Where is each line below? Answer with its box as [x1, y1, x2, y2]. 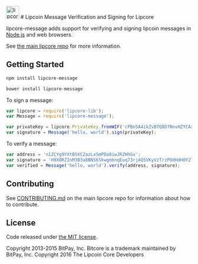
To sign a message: [6, 97, 54, 104]
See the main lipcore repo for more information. [6, 42, 122, 49]
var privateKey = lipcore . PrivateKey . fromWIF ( [6, 124, 123, 130]
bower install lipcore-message [6, 85, 83, 92]
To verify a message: [6, 140, 57, 147]
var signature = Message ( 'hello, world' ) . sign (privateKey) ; [6, 130, 157, 136]
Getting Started [6, 60, 64, 70]
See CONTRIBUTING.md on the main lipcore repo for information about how [6, 194, 190, 202]
